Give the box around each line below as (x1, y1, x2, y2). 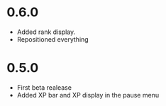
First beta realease (16, 83, 72, 92)
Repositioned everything (16, 35, 89, 43)
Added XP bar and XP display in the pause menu (16, 90, 160, 99)
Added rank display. (16, 28, 76, 36)
